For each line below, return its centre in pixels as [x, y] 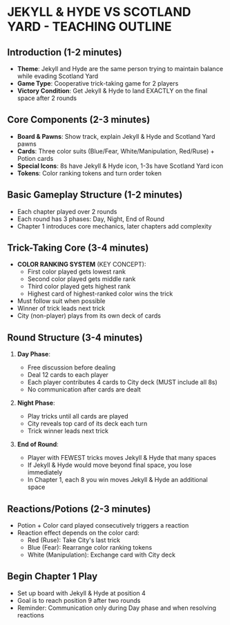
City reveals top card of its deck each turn [87, 424]
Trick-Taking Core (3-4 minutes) [78, 248]
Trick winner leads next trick [68, 431]
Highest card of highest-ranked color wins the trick [100, 294]
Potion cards [35, 158]
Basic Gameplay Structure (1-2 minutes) [95, 195]
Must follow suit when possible [61, 301]
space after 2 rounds [47, 98]
